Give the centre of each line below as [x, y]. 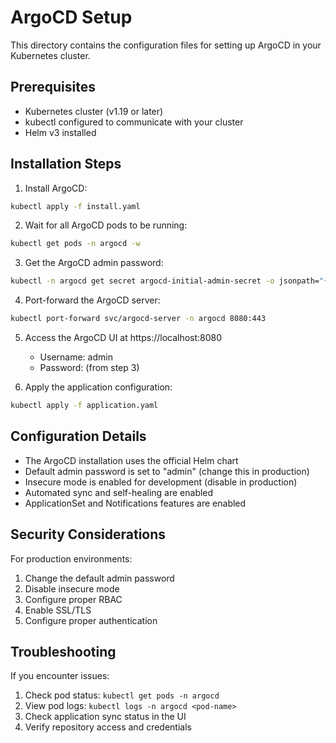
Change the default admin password [99, 578]
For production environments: [71, 558]
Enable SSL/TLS [58, 610]
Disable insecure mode [72, 588]
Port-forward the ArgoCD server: [92, 300]
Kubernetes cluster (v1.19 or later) [94, 111]
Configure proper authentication [91, 620]
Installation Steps [66, 164]
